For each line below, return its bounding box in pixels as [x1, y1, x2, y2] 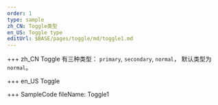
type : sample [7, 16, 45, 23]
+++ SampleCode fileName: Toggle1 [7, 90, 110, 99]
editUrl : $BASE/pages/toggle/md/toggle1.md [7, 35, 134, 42]
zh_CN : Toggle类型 [7, 22, 58, 29]
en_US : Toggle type [7, 29, 63, 36]
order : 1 [7, 10, 32, 17]
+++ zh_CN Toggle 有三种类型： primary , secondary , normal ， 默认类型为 [7, 55, 212, 63]
